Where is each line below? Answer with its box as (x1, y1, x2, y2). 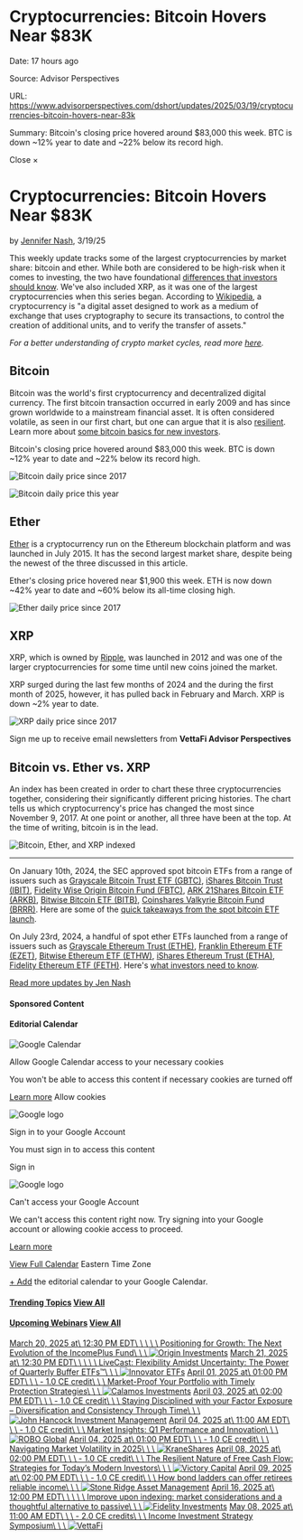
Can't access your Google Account (9, 1196, 140, 1207)
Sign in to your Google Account (9, 1126, 126, 1137)
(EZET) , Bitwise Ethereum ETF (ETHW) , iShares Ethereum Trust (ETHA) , (9, 951, 275, 962)
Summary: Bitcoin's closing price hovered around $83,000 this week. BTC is (9, 127, 293, 137)
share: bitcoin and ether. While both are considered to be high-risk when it (9, 262, 286, 273)
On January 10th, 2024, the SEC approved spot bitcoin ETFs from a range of (9, 866, 293, 877)
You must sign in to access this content (9, 1143, 155, 1154)
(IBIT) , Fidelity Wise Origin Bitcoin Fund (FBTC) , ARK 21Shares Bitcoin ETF (9, 885, 284, 896)
